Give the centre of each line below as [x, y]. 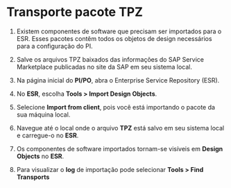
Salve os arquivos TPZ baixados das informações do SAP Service [110, 59]
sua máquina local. [43, 114]
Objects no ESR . [40, 156]
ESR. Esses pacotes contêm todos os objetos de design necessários [114, 38]
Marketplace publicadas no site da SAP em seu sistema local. [104, 67]
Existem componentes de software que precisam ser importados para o [119, 31]
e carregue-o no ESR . [48, 135]
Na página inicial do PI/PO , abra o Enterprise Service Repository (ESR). [118, 80]
